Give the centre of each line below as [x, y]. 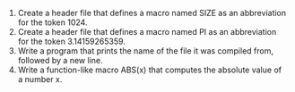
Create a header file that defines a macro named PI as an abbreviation [147, 32]
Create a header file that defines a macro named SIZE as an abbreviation [152, 13]
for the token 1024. [52, 22]
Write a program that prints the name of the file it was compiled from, [145, 51]
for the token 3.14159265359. [71, 41]
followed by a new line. [60, 60]
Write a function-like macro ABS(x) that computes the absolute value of [150, 70]
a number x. [40, 79]
